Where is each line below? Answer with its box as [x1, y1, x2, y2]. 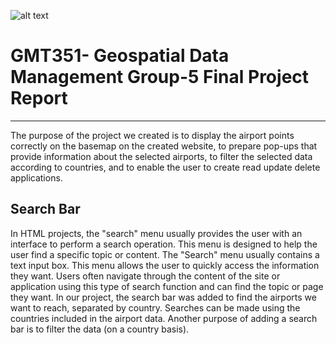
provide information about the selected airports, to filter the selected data [10, 150, 313, 162]
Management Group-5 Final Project [10, 66, 310, 89]
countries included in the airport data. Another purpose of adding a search [10, 312, 318, 324]
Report [10, 87, 68, 110]
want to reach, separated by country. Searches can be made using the [10, 301, 301, 314]
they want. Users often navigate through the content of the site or [10, 270, 281, 282]
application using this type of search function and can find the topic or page [10, 280, 324, 292]
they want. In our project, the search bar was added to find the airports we [10, 291, 317, 303]
